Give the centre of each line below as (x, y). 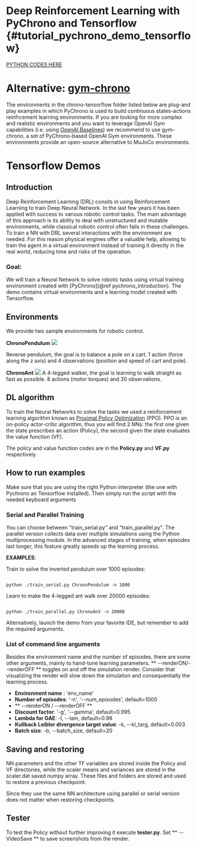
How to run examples (46, 473)
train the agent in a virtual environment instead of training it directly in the (95, 245)
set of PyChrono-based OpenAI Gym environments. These (101, 136)
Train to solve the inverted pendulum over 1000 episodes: (76, 569)
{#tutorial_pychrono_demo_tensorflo (98, 36)
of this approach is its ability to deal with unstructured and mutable (87, 220)
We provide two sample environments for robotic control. (75, 331)
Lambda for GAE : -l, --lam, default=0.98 (64, 718)
